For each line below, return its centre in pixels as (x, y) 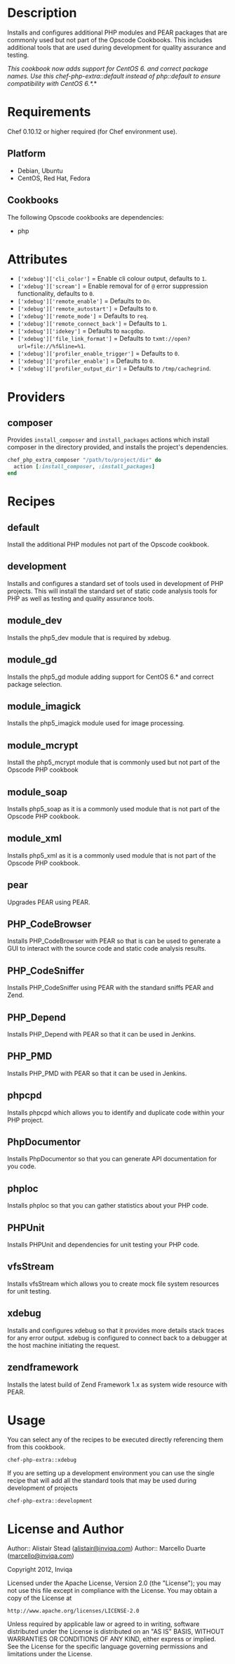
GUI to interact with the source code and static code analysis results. (107, 949)
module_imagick (44, 706)
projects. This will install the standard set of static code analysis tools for (112, 591)
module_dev (35, 621)
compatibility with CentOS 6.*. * (52, 83)
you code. (22, 1166)
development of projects (43, 1488)
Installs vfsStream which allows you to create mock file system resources (113, 1284)
